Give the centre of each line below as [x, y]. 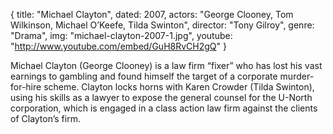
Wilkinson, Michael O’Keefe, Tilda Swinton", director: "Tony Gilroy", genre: [162, 25]
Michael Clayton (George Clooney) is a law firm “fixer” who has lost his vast [166, 65]
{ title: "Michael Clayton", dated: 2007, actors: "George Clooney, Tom [152, 14]
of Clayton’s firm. [45, 118]
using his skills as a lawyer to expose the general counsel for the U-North [161, 97]
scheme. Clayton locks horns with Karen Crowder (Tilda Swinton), [179, 87]
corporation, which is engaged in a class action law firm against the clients [164, 108]
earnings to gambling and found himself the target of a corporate [144, 76]
